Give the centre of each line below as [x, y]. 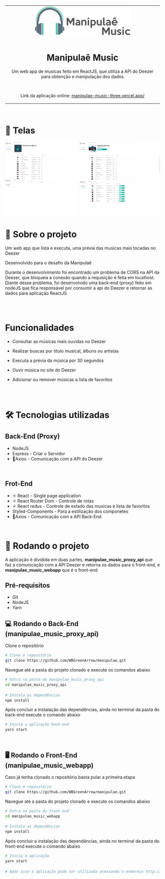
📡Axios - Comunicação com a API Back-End [57, 516]
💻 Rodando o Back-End [42, 624]
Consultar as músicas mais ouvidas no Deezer [59, 341]
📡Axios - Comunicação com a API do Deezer [57, 459]
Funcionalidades [40, 328]
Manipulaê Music [82, 58]
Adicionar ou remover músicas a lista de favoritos [62, 380]
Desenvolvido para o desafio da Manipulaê [48, 263]
